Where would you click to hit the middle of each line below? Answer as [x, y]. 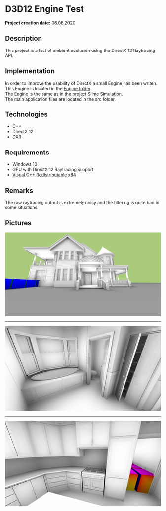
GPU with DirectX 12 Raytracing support [53, 170]
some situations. [22, 207]
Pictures [18, 223]
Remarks [19, 190]
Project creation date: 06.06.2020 [40, 23]
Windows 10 [25, 164]
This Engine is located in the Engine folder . [49, 88]
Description [23, 38]
